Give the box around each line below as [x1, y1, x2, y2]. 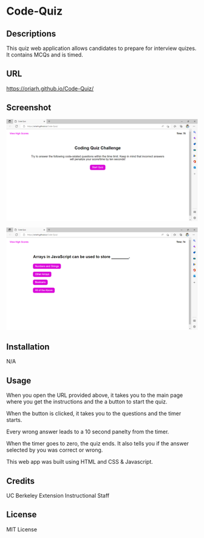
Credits [6, 476, 35, 486]
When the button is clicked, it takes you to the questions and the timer [6, 410, 182, 417]
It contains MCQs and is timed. [6, 51, 83, 58]
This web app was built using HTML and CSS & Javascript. [6, 458, 154, 466]
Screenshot [6, 102, 52, 113]
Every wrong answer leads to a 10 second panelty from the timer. [6, 428, 169, 436]
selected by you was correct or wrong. [6, 446, 103, 454]
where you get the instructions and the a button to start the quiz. [6, 398, 168, 405]
